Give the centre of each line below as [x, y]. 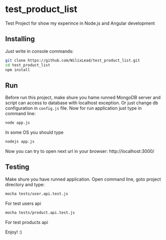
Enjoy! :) [14, 232]
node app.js [18, 123]
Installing [20, 39]
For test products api [27, 222]
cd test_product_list [28, 65]
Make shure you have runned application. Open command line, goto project [83, 179]
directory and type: [25, 184]
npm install [18, 70]
